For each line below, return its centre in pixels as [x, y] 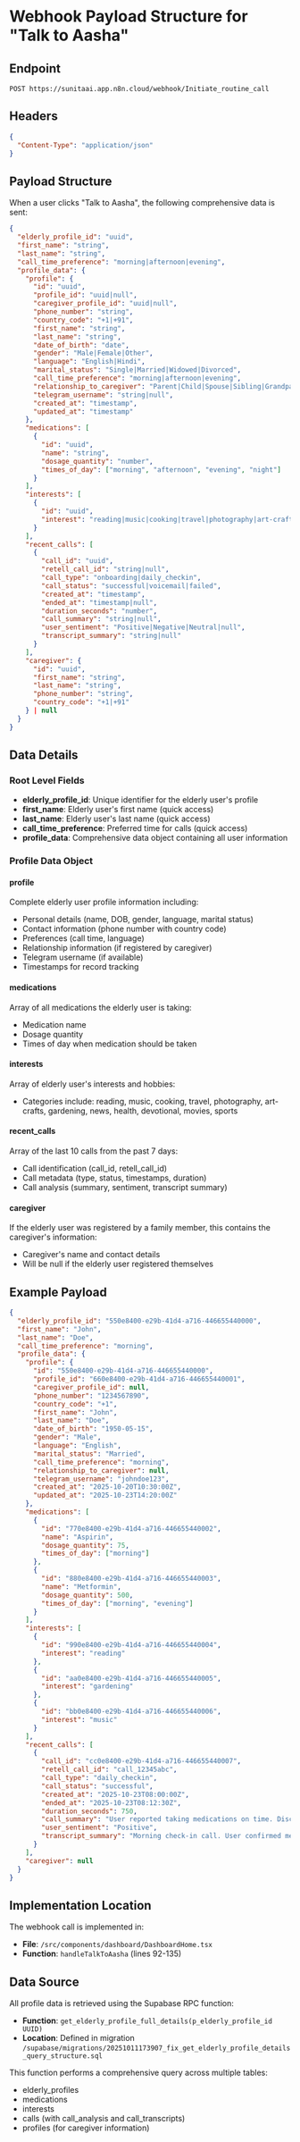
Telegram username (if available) [83, 957]
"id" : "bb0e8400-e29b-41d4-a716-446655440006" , [131, 1712]
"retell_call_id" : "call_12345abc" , [109, 1770]
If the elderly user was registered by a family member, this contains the [140, 1228]
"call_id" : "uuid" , [78, 561]
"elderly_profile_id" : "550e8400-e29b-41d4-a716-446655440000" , [139, 1321]
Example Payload [58, 1292]
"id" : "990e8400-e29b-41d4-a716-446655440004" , [131, 1645]
